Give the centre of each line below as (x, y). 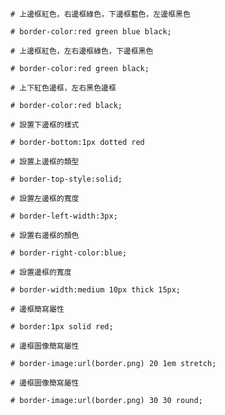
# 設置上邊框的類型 (45, 162)
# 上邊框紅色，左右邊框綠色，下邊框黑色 (82, 51)
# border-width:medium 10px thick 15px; (96, 290)
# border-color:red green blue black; (91, 32)
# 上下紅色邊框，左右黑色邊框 (63, 88)
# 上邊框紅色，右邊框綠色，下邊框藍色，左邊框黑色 (100, 14)
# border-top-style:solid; (66, 179)
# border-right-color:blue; (69, 253)
